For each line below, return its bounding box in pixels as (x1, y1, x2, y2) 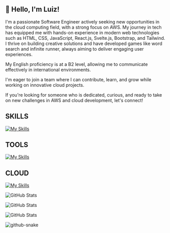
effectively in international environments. (5, 66, 91, 73)
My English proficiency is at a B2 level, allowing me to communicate (5, 61, 148, 67)
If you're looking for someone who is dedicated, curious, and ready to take (5, 91, 162, 98)
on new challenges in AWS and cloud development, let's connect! (5, 97, 143, 103)
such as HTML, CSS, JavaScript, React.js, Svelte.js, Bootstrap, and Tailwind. (5, 35, 165, 41)
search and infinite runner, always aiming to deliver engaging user (5, 45, 144, 52)
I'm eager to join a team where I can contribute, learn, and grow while (5, 76, 152, 82)
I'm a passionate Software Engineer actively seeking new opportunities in (5, 18, 160, 25)
